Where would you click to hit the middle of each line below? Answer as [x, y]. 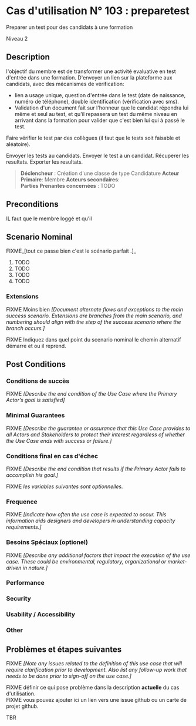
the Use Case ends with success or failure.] [59, 440]
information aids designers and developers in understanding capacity [91, 521]
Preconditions [32, 204]
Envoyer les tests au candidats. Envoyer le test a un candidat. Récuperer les [98, 155]
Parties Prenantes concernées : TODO [68, 185]
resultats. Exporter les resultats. [45, 162]
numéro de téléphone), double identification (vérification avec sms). [97, 101]
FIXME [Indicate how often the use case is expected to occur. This [86, 515]
